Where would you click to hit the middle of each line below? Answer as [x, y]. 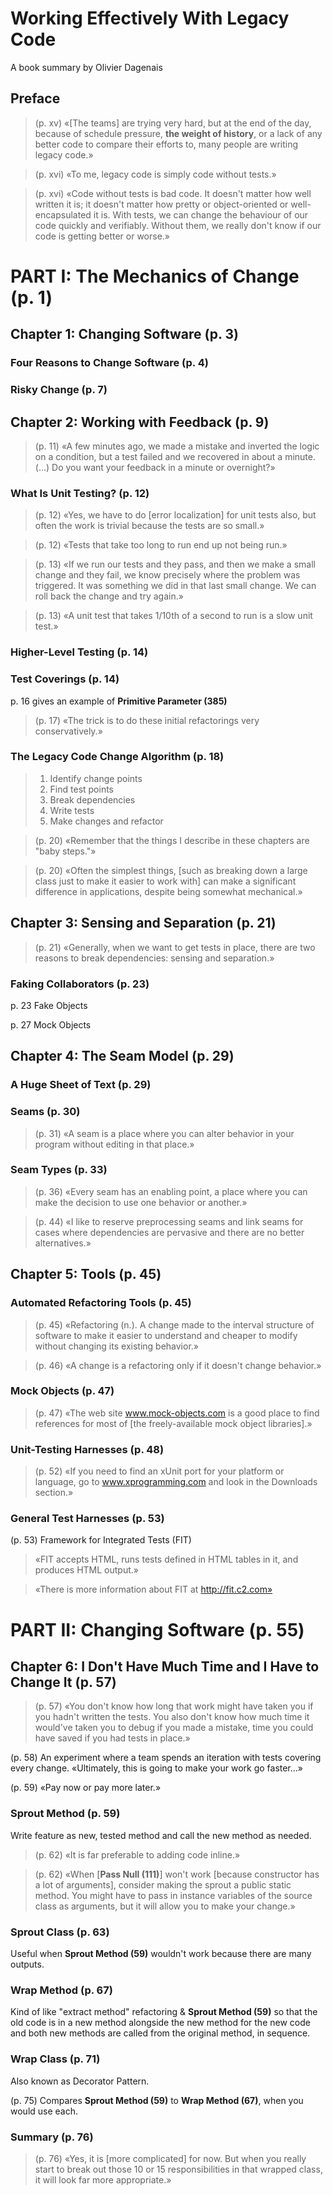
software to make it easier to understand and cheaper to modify [166, 1335]
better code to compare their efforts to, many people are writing [166, 144]
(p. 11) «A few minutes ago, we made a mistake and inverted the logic [177, 446]
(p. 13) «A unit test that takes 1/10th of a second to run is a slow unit [173, 616]
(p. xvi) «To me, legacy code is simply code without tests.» [155, 174]
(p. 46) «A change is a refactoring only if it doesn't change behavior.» [178, 1365]
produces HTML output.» [86, 1570]
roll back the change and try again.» [109, 596]
